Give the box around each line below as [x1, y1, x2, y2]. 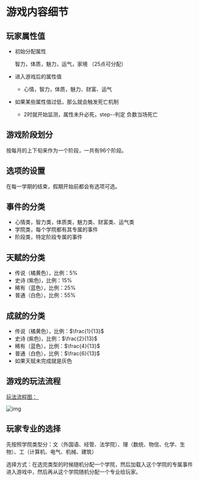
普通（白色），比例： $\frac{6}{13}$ [14, 350, 101, 357]
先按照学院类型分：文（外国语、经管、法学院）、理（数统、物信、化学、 [6, 441, 180, 448]
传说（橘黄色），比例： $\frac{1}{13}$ [14, 328, 105, 335]
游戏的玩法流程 [6, 376, 61, 387]
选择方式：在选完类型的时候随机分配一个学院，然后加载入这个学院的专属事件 [6, 461, 193, 468]
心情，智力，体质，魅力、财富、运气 [23, 86, 113, 93]
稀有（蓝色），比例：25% [14, 284, 76, 292]
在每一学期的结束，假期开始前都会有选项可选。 [6, 182, 120, 190]
